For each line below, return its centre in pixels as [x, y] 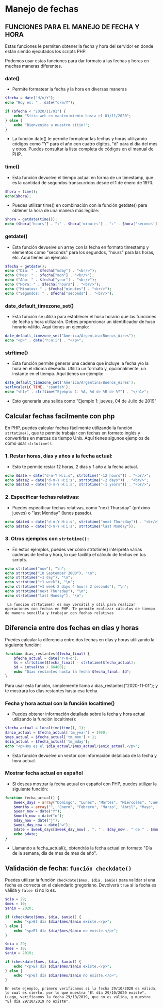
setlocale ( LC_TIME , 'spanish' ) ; [38, 387]
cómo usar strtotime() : [29, 443]
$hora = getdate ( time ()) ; [31, 219]
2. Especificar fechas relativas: [42, 497]
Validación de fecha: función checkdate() [68, 868]
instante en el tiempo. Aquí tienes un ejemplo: [57, 374]
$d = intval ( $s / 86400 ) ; [40, 667]
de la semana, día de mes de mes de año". [54, 853]
